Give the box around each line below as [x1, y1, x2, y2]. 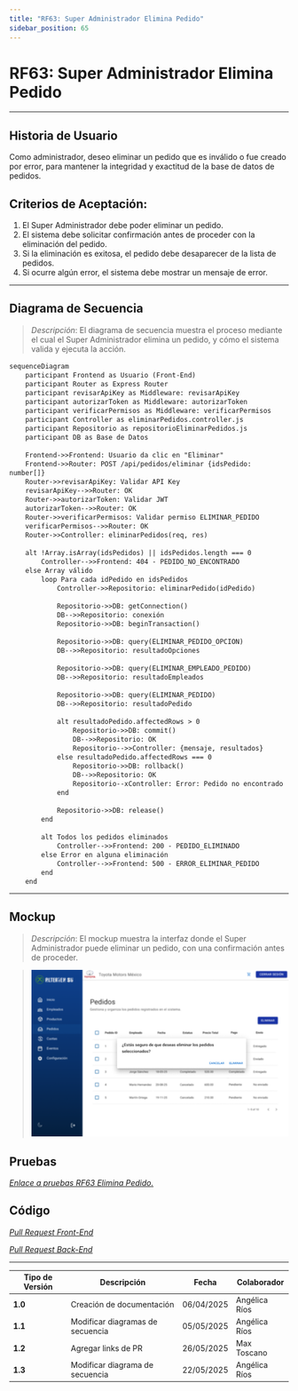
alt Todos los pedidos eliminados [41, 832, 169, 841]
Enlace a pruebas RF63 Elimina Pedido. [9, 1178, 154, 1188]
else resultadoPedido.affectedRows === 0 [56, 752, 213, 761]
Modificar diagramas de [70, 1315, 158, 1327]
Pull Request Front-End [9, 1227, 94, 1237]
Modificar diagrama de [70, 1360, 153, 1371]
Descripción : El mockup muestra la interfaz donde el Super [30, 933, 247, 943]
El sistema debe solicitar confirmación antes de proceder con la [21, 229, 255, 240]
